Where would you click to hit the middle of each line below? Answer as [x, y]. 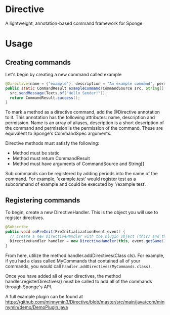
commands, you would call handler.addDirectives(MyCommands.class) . [78, 266]
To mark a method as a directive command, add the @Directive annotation [83, 112]
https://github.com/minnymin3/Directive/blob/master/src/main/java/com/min [85, 302]
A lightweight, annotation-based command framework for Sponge [74, 23]
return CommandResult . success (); [45, 98]
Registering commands [43, 200]
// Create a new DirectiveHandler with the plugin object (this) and [84, 236]
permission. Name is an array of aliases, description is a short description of [85, 123]
